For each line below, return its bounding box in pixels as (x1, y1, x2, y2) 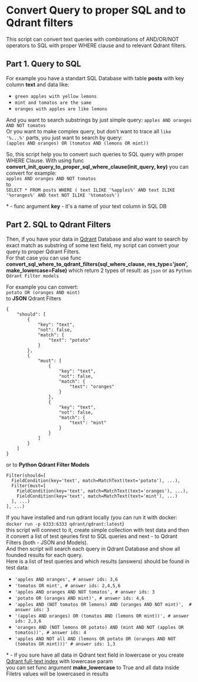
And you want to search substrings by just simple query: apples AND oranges (6, 116, 192, 123)
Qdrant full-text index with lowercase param (6, 657, 113, 664)
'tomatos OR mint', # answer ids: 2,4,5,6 (14, 582, 121, 589)
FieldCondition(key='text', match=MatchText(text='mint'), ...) (16, 493, 178, 499)
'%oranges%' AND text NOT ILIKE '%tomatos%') (6, 192, 120, 198)
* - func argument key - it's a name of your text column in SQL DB (6, 202, 167, 209)
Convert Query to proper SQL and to (6, 4, 186, 17)
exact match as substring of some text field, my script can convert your (6, 241, 180, 248)
